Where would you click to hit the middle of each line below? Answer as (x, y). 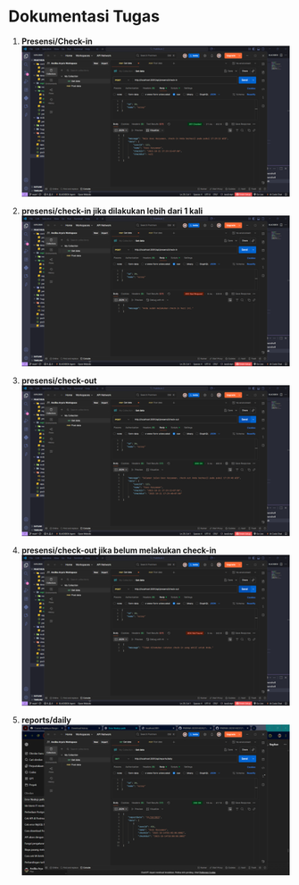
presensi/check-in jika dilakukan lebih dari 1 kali (112, 211)
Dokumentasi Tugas (84, 17)
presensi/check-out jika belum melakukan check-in (119, 550)
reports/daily (46, 720)
